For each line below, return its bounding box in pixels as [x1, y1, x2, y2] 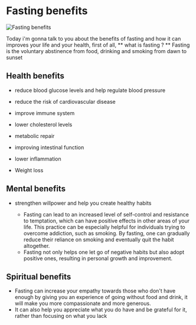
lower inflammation [14, 155, 62, 162]
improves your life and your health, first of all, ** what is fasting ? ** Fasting [6, 41, 190, 48]
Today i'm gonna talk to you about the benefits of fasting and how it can [6, 35, 181, 42]
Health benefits [6, 71, 65, 81]
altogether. [23, 242, 50, 249]
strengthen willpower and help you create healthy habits [14, 199, 152, 206]
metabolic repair [14, 132, 55, 139]
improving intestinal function [14, 143, 84, 151]
